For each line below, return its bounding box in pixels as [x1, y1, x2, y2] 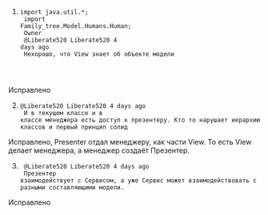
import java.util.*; [19, 8, 89, 16]
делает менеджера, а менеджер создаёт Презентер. [8, 145, 190, 155]
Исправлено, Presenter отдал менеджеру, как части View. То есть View [8, 137, 252, 146]
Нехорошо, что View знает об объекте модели [23, 50, 174, 58]
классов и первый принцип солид [19, 123, 128, 131]
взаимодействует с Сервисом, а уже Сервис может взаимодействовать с [19, 177, 258, 185]
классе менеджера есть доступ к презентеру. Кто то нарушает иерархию [19, 116, 261, 124]
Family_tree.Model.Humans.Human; [19, 22, 132, 30]
